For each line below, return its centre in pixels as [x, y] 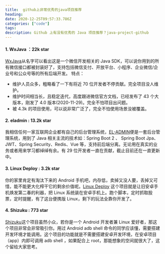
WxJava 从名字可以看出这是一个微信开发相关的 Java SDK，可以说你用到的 [80, 61]
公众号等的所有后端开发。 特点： [51, 74]
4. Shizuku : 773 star [27, 210]
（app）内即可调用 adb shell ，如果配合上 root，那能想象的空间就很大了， [80, 240]
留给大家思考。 [24, 247]
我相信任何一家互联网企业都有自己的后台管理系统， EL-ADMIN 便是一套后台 [81, 132]
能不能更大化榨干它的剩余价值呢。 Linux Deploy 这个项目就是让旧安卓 [84, 186]
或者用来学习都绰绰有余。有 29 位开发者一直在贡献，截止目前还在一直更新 [85, 151]
